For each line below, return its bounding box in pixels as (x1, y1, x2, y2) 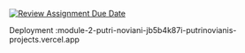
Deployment (9, 25, 54, 35)
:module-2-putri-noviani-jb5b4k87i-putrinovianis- (55, 25, 237, 35)
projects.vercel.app (9, 35, 80, 44)
